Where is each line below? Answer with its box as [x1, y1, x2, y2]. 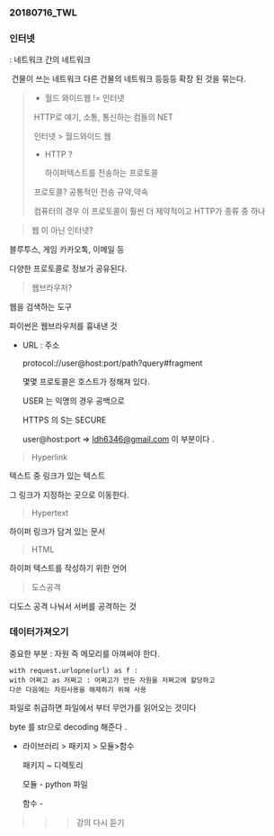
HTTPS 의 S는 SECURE [22, 414, 107, 425]
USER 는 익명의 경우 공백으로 [22, 395, 126, 406]
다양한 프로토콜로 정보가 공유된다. [9, 263, 128, 274]
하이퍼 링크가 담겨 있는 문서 [9, 526, 106, 537]
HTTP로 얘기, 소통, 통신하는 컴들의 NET [33, 112, 173, 123]
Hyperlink [31, 452, 68, 463]
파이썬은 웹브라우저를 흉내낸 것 [9, 321, 119, 332]
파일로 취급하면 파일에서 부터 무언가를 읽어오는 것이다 [9, 702, 197, 713]
